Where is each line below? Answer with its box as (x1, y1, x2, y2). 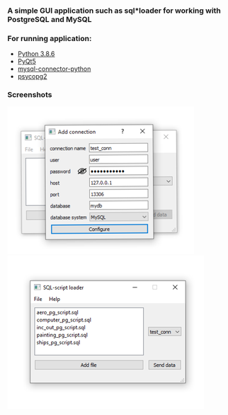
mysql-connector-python (17, 64, 91, 73)
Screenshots (7, 90, 52, 100)
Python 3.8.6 (17, 50, 55, 58)
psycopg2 (17, 72, 47, 81)
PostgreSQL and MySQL (7, 14, 92, 24)
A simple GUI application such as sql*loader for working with (7, 6, 222, 16)
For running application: (7, 33, 92, 43)
